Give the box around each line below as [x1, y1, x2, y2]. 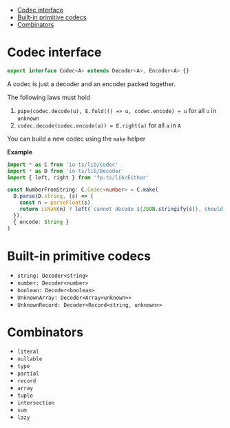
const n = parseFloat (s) [19, 199, 91, 206]
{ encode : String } [13, 218, 70, 225]
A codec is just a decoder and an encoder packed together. [7, 79, 176, 88]
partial [17, 370, 39, 378]
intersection [17, 400, 55, 407]
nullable [17, 356, 43, 363]
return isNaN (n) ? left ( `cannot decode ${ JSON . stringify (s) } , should [19, 206, 224, 213]
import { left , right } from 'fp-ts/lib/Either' [7, 174, 149, 181]
